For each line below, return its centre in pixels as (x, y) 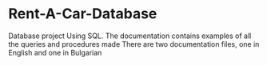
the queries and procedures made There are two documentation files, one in (134, 44)
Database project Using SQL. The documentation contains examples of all (130, 36)
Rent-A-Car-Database (83, 14)
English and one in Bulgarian (55, 52)
